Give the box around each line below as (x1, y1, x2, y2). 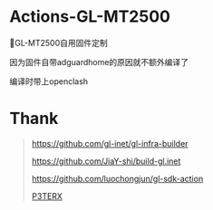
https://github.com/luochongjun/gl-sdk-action (31, 173, 204, 184)
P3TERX (31, 190, 63, 201)
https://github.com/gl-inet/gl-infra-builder (31, 138, 189, 148)
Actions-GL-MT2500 (9, 6, 170, 27)
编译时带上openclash (9, 75, 89, 87)
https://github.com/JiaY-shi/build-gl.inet (31, 156, 181, 167)
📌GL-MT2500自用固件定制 (9, 37, 108, 48)
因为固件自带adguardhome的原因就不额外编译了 (9, 56, 189, 67)
